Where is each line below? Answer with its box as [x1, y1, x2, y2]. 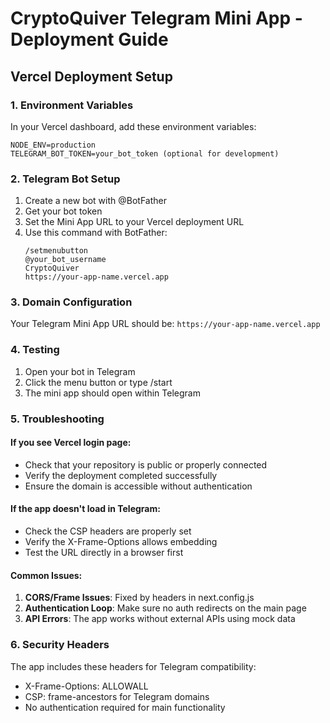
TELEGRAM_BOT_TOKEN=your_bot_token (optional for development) [10, 148, 280, 159]
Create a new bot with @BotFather [24, 195, 167, 207]
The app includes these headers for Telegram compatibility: [10, 660, 257, 672]
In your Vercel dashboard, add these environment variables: [10, 120, 257, 132]
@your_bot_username [24, 255, 107, 265]
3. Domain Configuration [10, 295, 133, 309]
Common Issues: [10, 569, 83, 581]
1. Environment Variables [10, 98, 134, 112]
